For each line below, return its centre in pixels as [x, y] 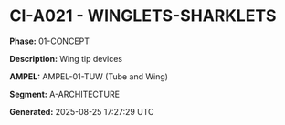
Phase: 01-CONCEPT [49, 41]
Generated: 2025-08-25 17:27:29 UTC [82, 111]
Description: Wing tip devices [66, 58]
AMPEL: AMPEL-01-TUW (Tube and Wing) [89, 76]
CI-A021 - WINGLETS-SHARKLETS [143, 16]
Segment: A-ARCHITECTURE [65, 94]
